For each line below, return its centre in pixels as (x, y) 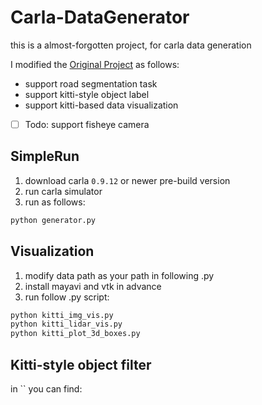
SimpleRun (45, 156)
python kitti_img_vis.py (62, 315)
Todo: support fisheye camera (87, 124)
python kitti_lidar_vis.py (66, 324)
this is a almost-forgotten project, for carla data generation (131, 45)
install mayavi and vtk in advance (93, 286)
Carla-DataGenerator (100, 17)
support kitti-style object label (87, 94)
